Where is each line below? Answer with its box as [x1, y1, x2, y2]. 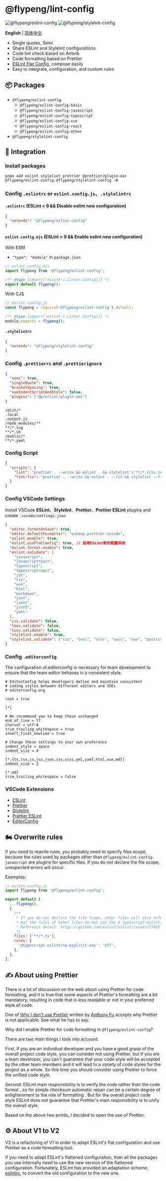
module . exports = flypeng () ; [5, 319, 65, 324]
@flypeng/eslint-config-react [19, 123, 83, 129]
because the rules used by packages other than [5, 854, 103, 860]
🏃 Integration [5, 148, 46, 156]
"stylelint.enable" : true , [9, 632, 65, 638]
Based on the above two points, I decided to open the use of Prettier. [5, 1112, 145, 1118]
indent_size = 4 [5, 748, 39, 754]
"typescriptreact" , [14, 568, 54, 573]
